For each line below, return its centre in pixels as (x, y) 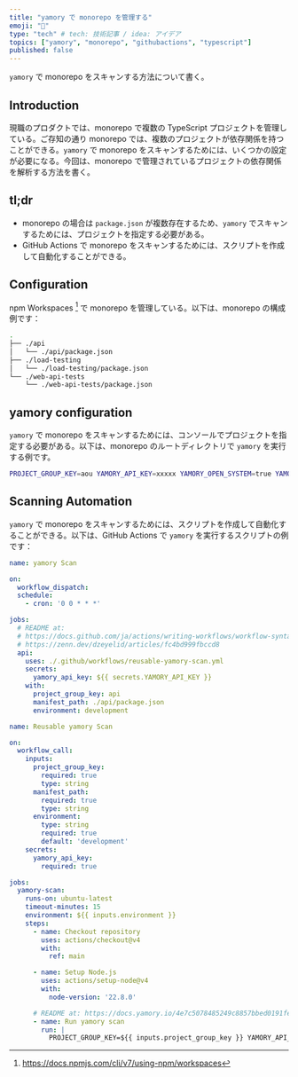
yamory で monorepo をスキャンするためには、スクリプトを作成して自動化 (144, 523)
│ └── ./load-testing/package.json (79, 368)
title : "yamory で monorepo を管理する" (81, 17)
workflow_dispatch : (53, 587)
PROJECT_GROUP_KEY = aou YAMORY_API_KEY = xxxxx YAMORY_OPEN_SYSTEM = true (141, 474)
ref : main (67, 956)
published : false (41, 51)
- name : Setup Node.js (74, 972)
